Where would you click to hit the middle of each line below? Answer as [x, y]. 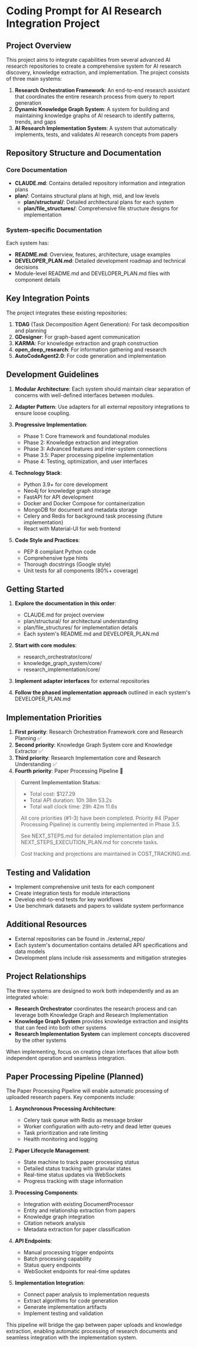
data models [30, 951]
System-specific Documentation [54, 230]
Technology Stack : [38, 473]
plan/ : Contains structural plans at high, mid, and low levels [87, 196]
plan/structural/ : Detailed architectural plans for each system [99, 202]
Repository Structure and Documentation [84, 153]
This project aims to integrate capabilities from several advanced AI [88, 60]
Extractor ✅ [29, 751]
